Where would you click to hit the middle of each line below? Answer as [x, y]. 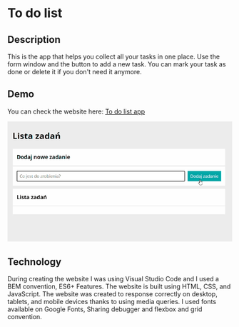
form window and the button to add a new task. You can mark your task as [117, 64]
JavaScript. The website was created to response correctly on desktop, [112, 294]
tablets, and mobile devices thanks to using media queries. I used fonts [112, 302]
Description [34, 40]
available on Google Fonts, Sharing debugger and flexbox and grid [105, 309]
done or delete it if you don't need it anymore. [75, 72]
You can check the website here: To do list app [76, 111]
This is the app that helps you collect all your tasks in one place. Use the [113, 56]
